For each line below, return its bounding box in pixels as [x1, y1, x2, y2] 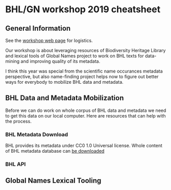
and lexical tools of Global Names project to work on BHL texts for [5, 53, 144, 59]
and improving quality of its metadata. [20, 58, 101, 64]
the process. [5, 118, 32, 124]
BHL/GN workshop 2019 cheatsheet [5, 4, 161, 15]
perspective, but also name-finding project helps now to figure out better [5, 74, 159, 80]
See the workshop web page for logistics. [5, 37, 93, 43]
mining [5, 58, 20, 64]
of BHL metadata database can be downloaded [5, 148, 105, 154]
